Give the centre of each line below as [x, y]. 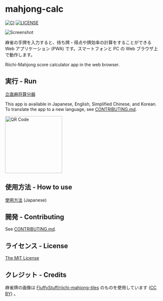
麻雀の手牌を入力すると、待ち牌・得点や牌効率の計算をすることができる [78, 42]
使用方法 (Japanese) [26, 200]
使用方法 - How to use [39, 187]
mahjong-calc [34, 9]
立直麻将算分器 [20, 94]
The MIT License [22, 258]
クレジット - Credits [36, 275]
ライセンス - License [37, 246]
